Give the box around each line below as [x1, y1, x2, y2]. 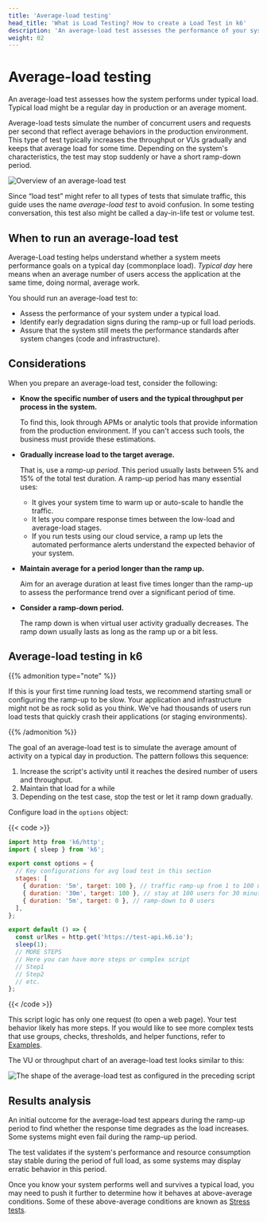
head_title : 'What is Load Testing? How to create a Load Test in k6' [8, 19, 247, 27]
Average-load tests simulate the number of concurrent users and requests [8, 119, 252, 128]
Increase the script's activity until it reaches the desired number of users [19, 766, 258, 776]
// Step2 [15, 970, 44, 979]
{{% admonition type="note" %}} [8, 671, 117, 680]
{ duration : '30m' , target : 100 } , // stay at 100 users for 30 [22, 889, 240, 897]
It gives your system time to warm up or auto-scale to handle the [31, 497, 244, 507]
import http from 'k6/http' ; [8, 838, 105, 846]
